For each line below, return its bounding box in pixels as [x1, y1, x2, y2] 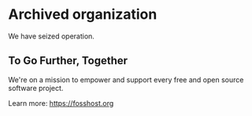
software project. [8, 83, 64, 92]
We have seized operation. [8, 31, 94, 41]
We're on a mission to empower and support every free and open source [8, 74, 244, 84]
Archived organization [8, 5, 157, 24]
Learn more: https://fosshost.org [8, 98, 114, 107]
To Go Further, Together [8, 54, 128, 67]
